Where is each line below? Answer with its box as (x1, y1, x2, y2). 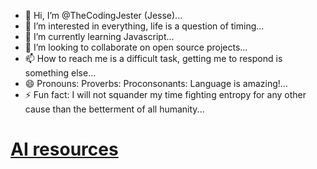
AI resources (10, 138, 119, 161)
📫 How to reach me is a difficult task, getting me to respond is (24, 53, 283, 64)
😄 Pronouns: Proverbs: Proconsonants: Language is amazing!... (24, 78, 288, 89)
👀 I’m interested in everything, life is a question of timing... (24, 20, 265, 32)
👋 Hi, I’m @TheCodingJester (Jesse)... (24, 10, 183, 21)
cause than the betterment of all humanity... (24, 103, 205, 115)
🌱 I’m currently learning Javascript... (24, 31, 175, 42)
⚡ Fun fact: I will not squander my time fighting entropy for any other (24, 89, 307, 100)
